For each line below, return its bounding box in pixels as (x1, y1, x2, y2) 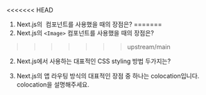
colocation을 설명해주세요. (16, 80, 89, 89)
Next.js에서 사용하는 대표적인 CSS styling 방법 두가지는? (16, 57, 171, 65)
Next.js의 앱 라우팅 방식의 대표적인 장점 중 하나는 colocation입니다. (16, 72, 200, 80)
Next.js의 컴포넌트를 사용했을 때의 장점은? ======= (16, 20, 162, 28)
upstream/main (127, 43, 171, 51)
